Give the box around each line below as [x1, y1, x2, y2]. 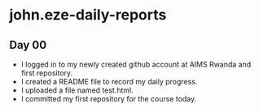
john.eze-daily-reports [9, 6, 167, 24]
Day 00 [9, 38, 47, 52]
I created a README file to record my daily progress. [20, 77, 198, 86]
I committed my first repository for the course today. [20, 94, 197, 103]
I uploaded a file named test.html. [20, 85, 134, 95]
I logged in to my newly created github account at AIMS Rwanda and [20, 59, 252, 69]
